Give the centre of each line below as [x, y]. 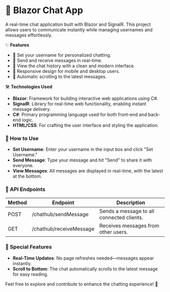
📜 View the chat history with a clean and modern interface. [74, 66]
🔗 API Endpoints [25, 189]
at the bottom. [27, 176]
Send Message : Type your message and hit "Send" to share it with [82, 160]
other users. [114, 232]
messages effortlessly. [29, 35]
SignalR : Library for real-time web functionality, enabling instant [79, 104]
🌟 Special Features [29, 247]
